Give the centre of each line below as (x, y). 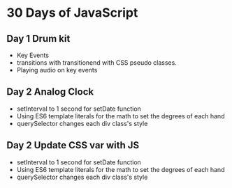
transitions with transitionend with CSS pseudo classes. (97, 63)
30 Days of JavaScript (72, 13)
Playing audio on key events (57, 70)
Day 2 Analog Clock (50, 92)
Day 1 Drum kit (38, 39)
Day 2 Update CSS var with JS (73, 145)
